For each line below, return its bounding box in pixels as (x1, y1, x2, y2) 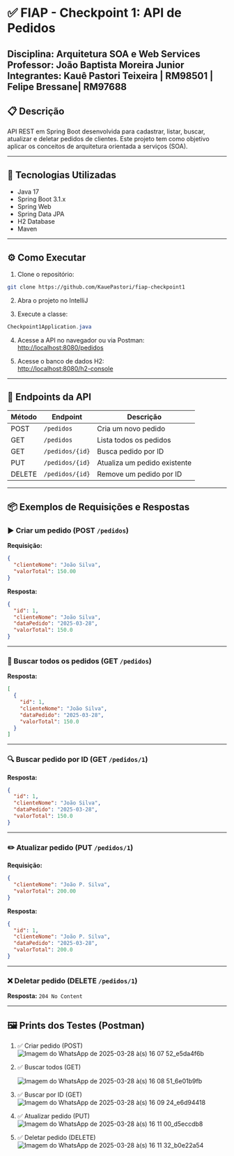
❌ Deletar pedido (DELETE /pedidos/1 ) (7, 976, 138, 985)
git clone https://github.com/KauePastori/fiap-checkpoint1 (7, 284, 186, 291)
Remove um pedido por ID (97, 469, 182, 479)
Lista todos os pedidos (97, 435, 171, 445)
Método (10, 412, 37, 421)
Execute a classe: (17, 310, 68, 318)
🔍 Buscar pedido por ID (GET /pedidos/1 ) (7, 755, 148, 765)
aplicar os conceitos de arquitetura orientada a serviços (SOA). (7, 142, 188, 151)
